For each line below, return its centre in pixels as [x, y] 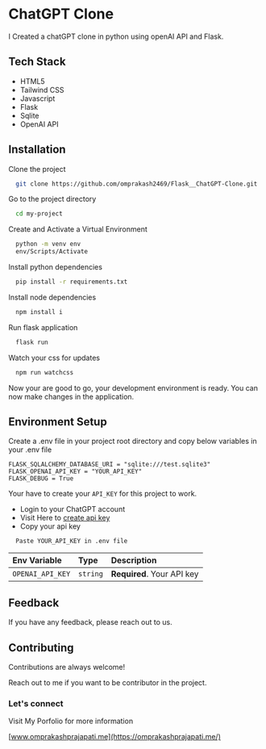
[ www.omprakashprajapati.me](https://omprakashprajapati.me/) [115, 737]
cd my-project [39, 214]
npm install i [39, 312]
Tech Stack [37, 62]
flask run [32, 342]
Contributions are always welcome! [67, 667]
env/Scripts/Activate [52, 252]
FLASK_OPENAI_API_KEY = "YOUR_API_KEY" [75, 472]
